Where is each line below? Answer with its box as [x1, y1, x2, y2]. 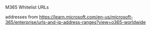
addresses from [5, 14, 38, 19]
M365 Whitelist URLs [5, 4, 49, 10]
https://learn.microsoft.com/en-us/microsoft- [39, 14, 133, 19]
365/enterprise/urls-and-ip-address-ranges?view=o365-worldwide [5, 19, 146, 25]
